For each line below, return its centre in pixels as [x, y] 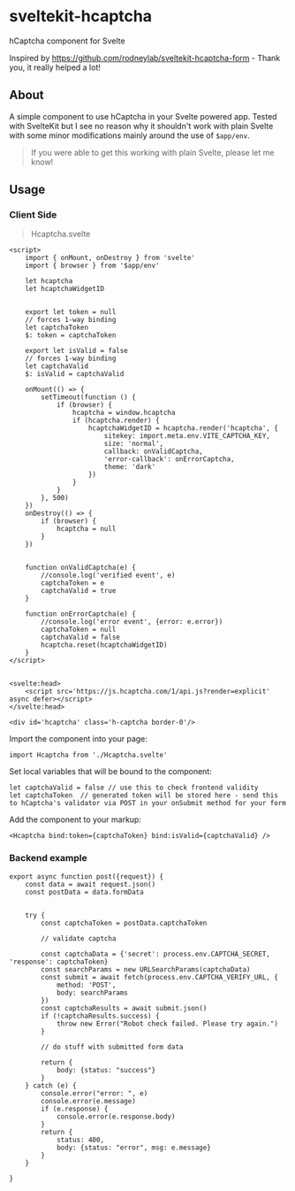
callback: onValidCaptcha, [153, 452]
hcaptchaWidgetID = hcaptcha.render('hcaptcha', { [183, 428]
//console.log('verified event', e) [108, 576]
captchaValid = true [79, 591]
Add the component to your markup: [75, 819]
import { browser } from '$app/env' [93, 266]
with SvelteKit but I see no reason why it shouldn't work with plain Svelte [141, 126]
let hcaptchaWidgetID [64, 289]
